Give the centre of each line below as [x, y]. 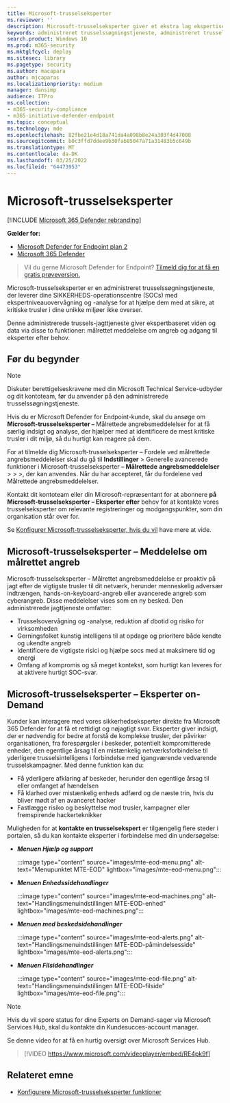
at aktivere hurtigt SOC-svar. [57, 672]
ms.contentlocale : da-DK [42, 154]
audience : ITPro [30, 97]
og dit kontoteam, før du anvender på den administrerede [88, 397]
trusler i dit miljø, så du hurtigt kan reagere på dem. [79, 439]
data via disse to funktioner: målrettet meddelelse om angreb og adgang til [112, 330]
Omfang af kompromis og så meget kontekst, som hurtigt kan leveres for [119, 665]
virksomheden [37, 629]
